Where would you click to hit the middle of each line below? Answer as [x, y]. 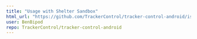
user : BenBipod [25, 22]
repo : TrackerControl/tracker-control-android [64, 27]
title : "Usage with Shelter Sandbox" [52, 11]
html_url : [18, 17]
